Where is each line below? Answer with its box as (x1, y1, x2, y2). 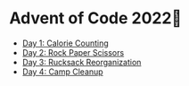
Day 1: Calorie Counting (21, 38, 109, 48)
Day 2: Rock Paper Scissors (21, 47, 125, 57)
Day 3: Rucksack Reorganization (21, 56, 142, 67)
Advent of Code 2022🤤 (9, 8, 183, 29)
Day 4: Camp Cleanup (21, 66, 104, 77)
